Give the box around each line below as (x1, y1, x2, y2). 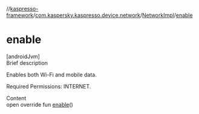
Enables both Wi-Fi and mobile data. (6, 71, 97, 78)
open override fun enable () (6, 101, 74, 108)
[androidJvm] (6, 53, 41, 60)
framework (6, 12, 34, 19)
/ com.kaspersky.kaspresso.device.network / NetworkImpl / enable (33, 12, 193, 19)
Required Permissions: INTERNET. (6, 82, 91, 90)
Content (6, 94, 27, 102)
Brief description (6, 59, 48, 66)
